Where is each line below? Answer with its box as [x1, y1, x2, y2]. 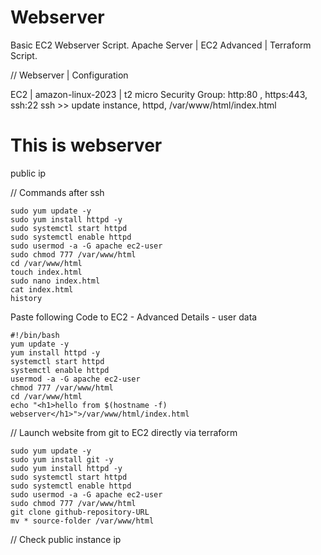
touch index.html [10, 267, 83, 277]
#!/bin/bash [10, 330, 60, 340]
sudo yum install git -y [10, 454, 114, 465]
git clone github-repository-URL [10, 507, 150, 517]
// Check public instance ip [10, 533, 122, 545]
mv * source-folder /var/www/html [10, 516, 155, 526]
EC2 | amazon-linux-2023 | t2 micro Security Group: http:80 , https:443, [10, 88, 308, 100]
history [10, 293, 43, 303]
